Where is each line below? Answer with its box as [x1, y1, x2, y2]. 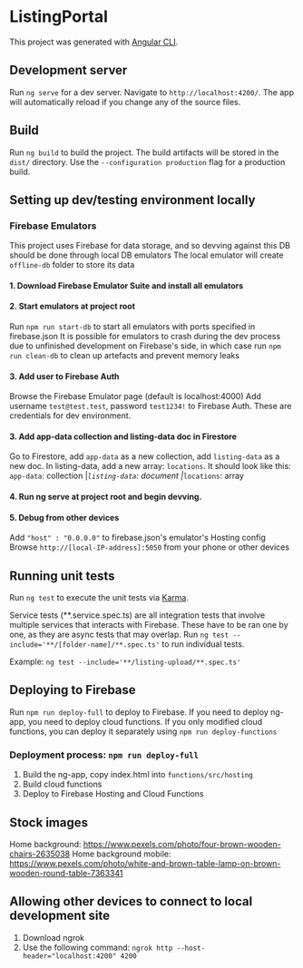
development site [9, 908, 111, 924]
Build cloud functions [22, 778, 103, 790]
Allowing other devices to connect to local [9, 894, 253, 909]
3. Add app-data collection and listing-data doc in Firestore [9, 431, 238, 442]
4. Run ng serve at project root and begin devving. [9, 492, 202, 503]
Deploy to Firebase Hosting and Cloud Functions [22, 788, 204, 799]
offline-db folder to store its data [9, 259, 135, 270]
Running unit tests [9, 568, 115, 583]
